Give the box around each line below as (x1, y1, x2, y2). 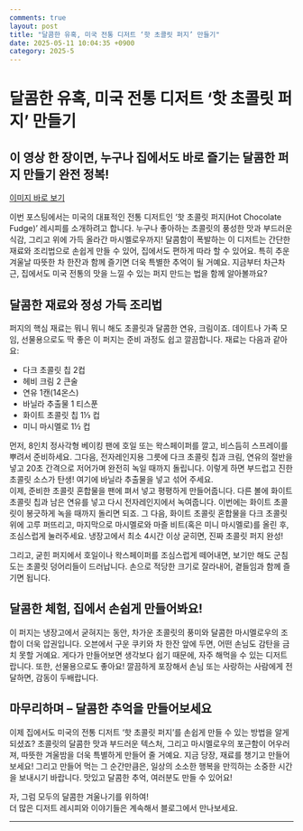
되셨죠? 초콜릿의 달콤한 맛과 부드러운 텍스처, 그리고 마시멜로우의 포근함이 (9, 738, 266, 749)
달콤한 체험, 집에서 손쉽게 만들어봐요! (9, 602, 203, 617)
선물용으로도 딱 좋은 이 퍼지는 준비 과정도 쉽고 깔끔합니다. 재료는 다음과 (21, 333, 271, 344)
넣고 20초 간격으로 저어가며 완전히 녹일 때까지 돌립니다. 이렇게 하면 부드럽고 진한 (9, 462, 293, 473)
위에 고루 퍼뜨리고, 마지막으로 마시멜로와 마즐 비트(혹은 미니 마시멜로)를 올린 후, (9, 518, 289, 529)
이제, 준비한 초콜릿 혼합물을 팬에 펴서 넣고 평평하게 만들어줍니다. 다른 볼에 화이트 (9, 485, 293, 496)
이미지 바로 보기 (9, 192, 66, 203)
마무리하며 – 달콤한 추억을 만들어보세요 (9, 701, 212, 716)
